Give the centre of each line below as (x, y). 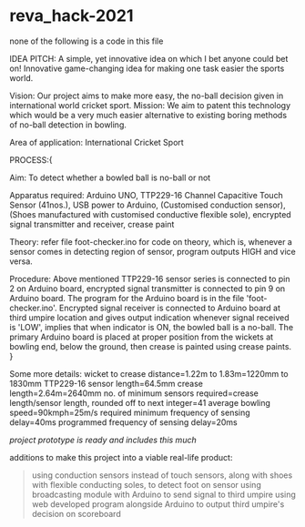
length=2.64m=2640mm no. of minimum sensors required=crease (134, 393)
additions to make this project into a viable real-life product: (121, 457)
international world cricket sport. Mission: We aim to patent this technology (150, 105)
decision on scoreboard (76, 513)
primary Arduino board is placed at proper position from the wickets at (142, 337)
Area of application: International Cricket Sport (97, 142)
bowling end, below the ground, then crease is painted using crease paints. (151, 346)
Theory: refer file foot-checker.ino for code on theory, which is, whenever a (151, 241)
